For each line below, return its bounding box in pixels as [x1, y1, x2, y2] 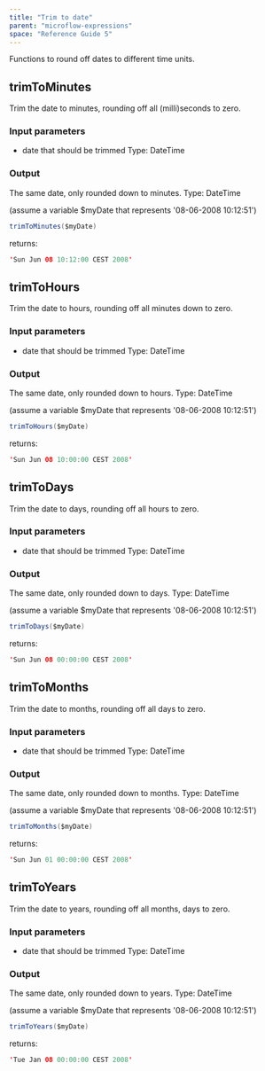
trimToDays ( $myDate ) [9, 622, 86, 631]
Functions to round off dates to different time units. [9, 54, 195, 65]
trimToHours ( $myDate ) [9, 422, 90, 431]
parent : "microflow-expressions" [9, 21, 133, 30]
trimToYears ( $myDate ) [9, 1022, 90, 1031]
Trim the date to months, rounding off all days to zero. [9, 703, 206, 714]
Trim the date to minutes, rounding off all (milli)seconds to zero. [9, 103, 241, 113]
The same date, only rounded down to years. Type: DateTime [9, 988, 232, 998]
